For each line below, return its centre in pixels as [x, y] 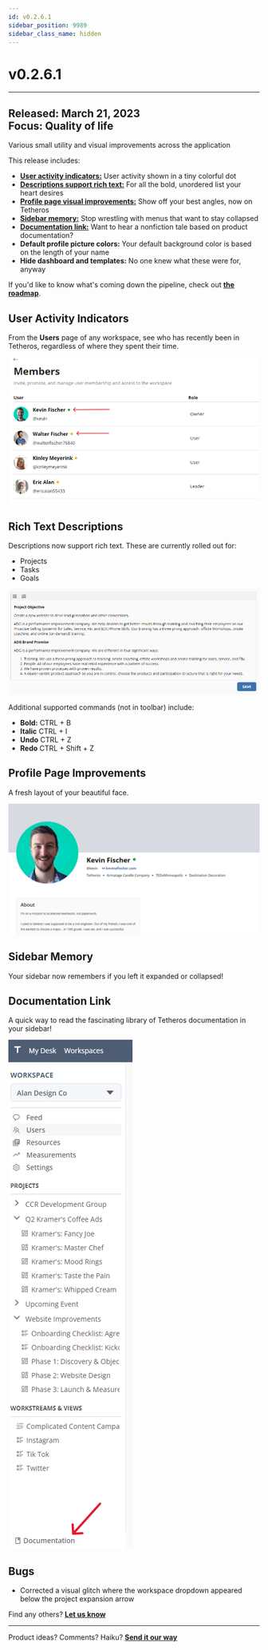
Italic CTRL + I [43, 731]
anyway [33, 269]
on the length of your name [65, 252]
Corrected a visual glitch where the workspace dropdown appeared [131, 1591]
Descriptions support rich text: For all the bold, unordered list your [130, 184]
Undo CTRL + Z [45, 740]
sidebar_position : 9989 [48, 25]
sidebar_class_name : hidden [55, 34]
